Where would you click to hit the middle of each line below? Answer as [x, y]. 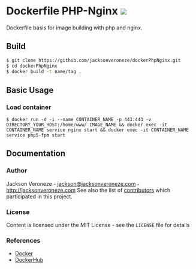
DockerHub [29, 260]
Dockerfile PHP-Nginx [62, 11]
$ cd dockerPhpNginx [32, 66]
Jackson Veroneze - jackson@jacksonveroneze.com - [73, 183]
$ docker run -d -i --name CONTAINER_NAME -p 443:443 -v [79, 120]
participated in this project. [40, 197]
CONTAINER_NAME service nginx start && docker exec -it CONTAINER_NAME [97, 130]
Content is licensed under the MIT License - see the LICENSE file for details [98, 225]
